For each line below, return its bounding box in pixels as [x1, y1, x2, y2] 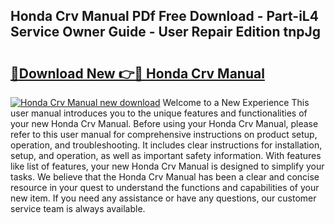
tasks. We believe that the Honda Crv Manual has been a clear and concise [10, 171, 320, 183]
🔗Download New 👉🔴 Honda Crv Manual [10, 65, 265, 82]
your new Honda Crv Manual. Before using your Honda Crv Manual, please [10, 118, 319, 129]
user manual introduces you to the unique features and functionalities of [10, 107, 308, 119]
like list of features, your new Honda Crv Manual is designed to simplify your [10, 160, 325, 172]
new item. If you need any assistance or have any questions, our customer [10, 192, 317, 204]
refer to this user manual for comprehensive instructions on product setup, [10, 129, 318, 140]
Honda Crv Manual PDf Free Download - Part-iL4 [10, 8, 319, 25]
